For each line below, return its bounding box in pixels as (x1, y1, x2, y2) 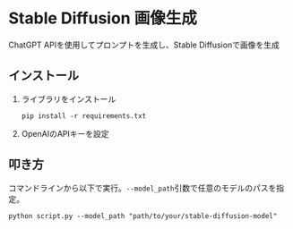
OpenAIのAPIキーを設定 (21, 128, 109, 139)
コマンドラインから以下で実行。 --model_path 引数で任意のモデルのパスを (8, 182, 277, 193)
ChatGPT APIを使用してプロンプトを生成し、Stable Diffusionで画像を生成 (8, 39, 280, 50)
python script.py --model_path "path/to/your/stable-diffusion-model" (8, 211, 278, 220)
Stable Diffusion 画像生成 (8, 8, 198, 29)
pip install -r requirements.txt (21, 111, 147, 121)
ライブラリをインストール (21, 93, 116, 104)
